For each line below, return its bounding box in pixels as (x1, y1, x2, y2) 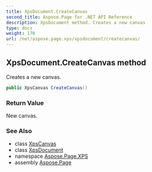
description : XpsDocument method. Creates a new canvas (6, 19, 146, 25)
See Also (6, 127, 32, 135)
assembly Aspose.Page (14, 159, 72, 166)
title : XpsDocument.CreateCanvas (6, 8, 88, 15)
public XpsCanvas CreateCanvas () (6, 85, 88, 91)
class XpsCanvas (14, 140, 57, 147)
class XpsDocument (14, 147, 63, 154)
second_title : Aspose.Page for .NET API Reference (6, 14, 133, 20)
